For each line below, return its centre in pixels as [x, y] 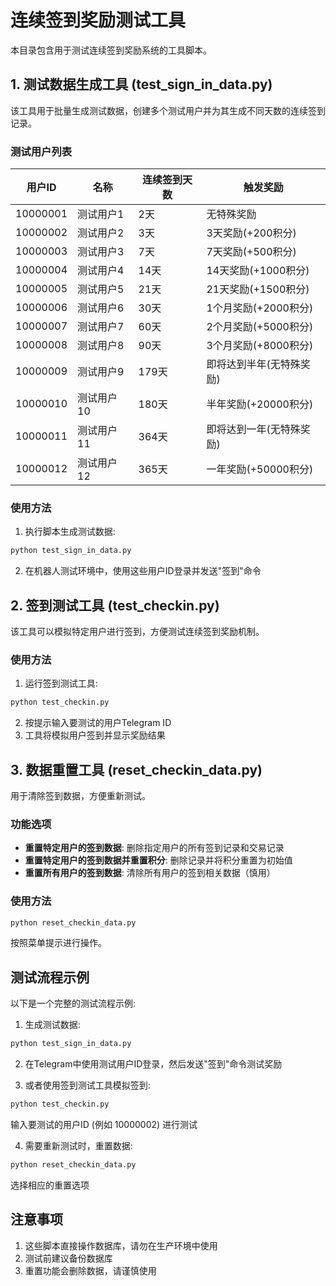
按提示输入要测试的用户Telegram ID [98, 723]
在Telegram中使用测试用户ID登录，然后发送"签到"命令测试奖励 [153, 1064]
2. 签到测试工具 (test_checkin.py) [115, 605]
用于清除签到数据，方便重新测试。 [80, 796]
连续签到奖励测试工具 [98, 20]
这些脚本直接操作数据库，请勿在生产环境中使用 [121, 1245]
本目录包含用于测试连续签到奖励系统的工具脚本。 [111, 50]
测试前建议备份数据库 [68, 1258]
